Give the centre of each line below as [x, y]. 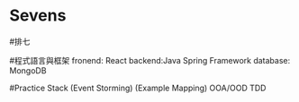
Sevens [38, 16]
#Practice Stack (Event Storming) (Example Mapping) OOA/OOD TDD [138, 88]
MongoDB [28, 70]
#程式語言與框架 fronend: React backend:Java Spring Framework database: [150, 60]
